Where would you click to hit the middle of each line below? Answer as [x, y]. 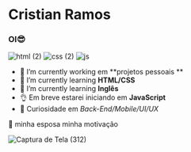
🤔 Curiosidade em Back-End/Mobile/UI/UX [89, 109]
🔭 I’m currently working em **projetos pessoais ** [101, 72]
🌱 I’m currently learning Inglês [69, 89]
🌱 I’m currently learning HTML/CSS [77, 80]
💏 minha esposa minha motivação [63, 124]
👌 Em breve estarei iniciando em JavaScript [93, 97]
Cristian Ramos [59, 15]
